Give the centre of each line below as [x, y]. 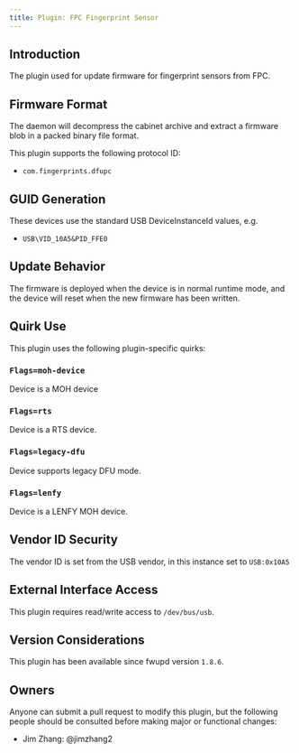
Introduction [45, 55]
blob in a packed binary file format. [74, 135]
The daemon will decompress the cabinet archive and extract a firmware [144, 126]
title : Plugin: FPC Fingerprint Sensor [84, 18]
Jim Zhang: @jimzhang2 [67, 739]
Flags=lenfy [36, 493]
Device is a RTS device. [53, 430]
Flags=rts [31, 411]
